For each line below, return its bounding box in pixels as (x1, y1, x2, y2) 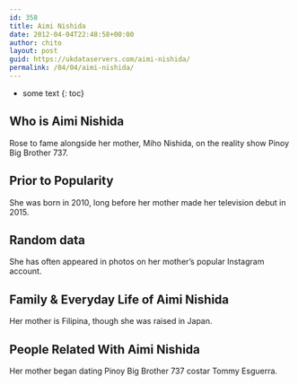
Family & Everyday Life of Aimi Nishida (9, 292, 230, 307)
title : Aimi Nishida (9, 22, 87, 31)
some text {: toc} (22, 87, 85, 99)
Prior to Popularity (9, 173, 114, 188)
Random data (9, 232, 85, 248)
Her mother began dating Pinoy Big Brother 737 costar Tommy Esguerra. (9, 365, 278, 376)
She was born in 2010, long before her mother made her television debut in (9, 197, 286, 207)
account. (9, 266, 42, 276)
